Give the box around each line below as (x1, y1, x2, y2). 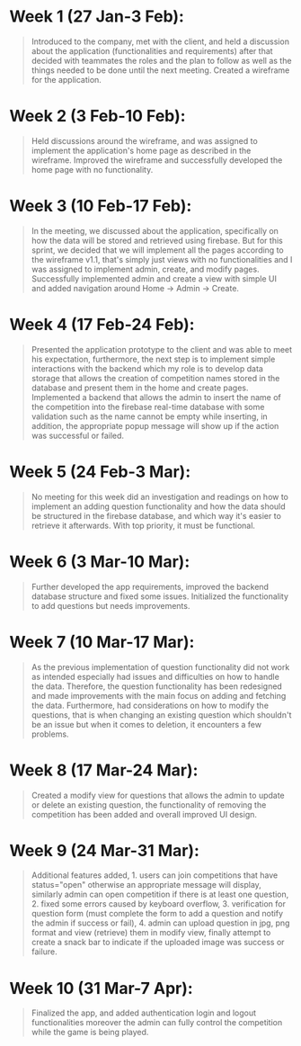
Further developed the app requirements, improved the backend (31, 581, 270, 592)
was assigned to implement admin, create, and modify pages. (31, 264, 260, 274)
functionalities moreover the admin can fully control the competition (31, 1017, 283, 1028)
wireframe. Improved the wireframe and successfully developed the (31, 155, 283, 165)
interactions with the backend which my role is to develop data (31, 362, 263, 374)
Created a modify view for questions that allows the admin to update (31, 790, 285, 800)
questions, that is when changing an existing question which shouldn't (31, 709, 292, 720)
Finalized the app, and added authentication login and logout (31, 1007, 257, 1018)
